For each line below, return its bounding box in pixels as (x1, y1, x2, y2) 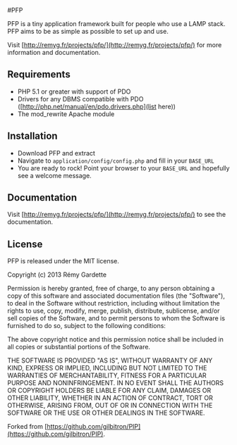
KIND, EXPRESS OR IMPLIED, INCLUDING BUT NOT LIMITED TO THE (7, 364, 207, 372)
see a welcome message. (17, 171, 92, 180)
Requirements (7, 68, 71, 80)
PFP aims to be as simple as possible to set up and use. (7, 27, 169, 35)
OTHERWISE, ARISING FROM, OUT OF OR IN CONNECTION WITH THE (7, 401, 213, 410)
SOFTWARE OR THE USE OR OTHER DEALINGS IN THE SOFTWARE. (7, 408, 205, 418)
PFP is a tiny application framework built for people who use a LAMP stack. (7, 20, 226, 27)
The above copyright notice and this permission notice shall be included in (7, 335, 224, 344)
